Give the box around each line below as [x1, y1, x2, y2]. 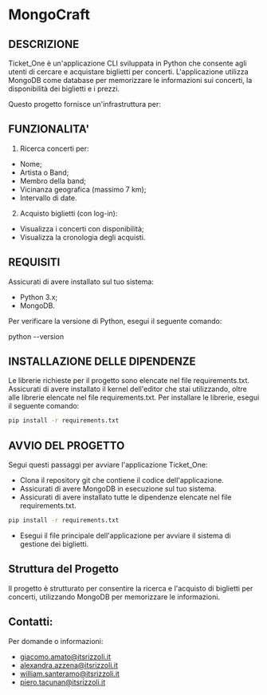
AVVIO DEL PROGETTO [8, 439, 125, 452]
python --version [8, 331, 65, 341]
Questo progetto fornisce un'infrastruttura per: [8, 100, 162, 109]
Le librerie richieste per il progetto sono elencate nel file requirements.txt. [8, 376, 249, 385]
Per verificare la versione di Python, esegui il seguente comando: [8, 316, 222, 326]
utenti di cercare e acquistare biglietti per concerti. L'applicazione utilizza [8, 67, 249, 77]
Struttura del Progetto [8, 563, 120, 576]
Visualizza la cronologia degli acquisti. [19, 232, 146, 242]
